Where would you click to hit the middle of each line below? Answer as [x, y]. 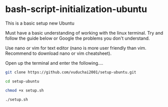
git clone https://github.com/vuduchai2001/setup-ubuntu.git [71, 72]
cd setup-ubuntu [22, 81]
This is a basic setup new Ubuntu [40, 23]
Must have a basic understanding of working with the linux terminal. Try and [84, 33]
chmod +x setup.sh [24, 90]
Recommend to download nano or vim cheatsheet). [59, 53]
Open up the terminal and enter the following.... [54, 63]
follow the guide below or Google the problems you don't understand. [78, 38]
